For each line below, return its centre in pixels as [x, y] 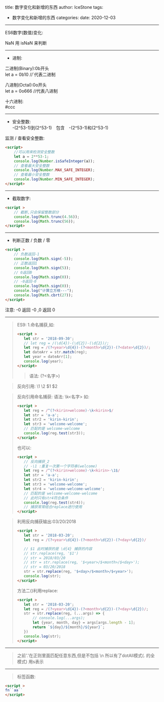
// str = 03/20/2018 [45, 567]
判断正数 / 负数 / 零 [31, 240]
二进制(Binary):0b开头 [27, 68]
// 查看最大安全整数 [32, 165]
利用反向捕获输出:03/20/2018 [47, 522]
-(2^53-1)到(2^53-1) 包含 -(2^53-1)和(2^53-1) [60, 128]
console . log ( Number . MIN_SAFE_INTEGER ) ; [54, 179]
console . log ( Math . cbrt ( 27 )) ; [43, 295]
